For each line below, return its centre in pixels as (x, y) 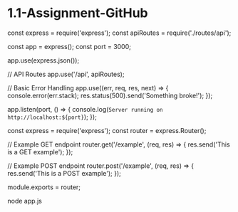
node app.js (25, 201)
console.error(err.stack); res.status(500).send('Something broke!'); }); (110, 95)
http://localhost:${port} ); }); (52, 117)
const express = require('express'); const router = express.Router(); (107, 130)
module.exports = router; (44, 187)
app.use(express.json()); (43, 60)
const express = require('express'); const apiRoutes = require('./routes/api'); (119, 33)
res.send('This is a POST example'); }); (64, 173)
